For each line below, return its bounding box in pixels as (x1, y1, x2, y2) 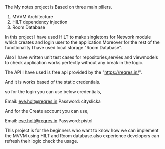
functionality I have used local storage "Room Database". (5, 45, 122, 50)
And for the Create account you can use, (5, 108, 89, 114)
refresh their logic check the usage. (5, 138, 78, 144)
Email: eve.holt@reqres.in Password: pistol (5, 118, 93, 124)
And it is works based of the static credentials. (5, 79, 101, 85)
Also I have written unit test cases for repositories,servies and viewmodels (5, 54, 158, 60)
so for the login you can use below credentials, (5, 89, 101, 94)
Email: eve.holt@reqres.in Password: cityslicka (5, 98, 101, 104)
